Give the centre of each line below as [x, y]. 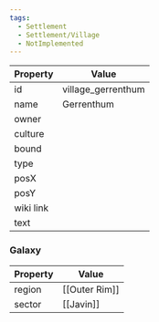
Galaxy [26, 250]
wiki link [31, 208]
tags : [20, 18]
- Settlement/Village [59, 35]
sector [28, 304]
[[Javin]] [81, 304]
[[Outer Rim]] [91, 289]
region [28, 289]
